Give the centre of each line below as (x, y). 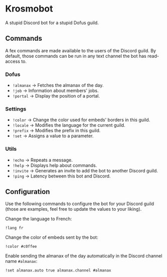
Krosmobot (29, 9)
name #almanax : (21, 261)
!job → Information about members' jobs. (56, 90)
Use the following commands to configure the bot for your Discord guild (80, 204)
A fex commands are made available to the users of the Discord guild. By (81, 50)
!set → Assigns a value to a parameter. (53, 136)
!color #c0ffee (21, 247)
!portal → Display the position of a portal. (56, 96)
